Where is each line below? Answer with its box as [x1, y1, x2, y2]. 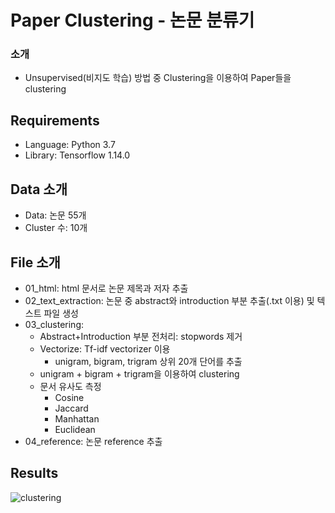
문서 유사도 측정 [39, 380, 102, 392]
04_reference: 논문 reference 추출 [24, 435, 163, 447]
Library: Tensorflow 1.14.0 [24, 149, 131, 161]
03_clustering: [24, 318, 85, 330]
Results [10, 465, 59, 482]
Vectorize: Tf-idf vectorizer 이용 [39, 342, 171, 355]
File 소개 [10, 254, 61, 271]
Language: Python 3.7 [24, 139, 116, 151]
